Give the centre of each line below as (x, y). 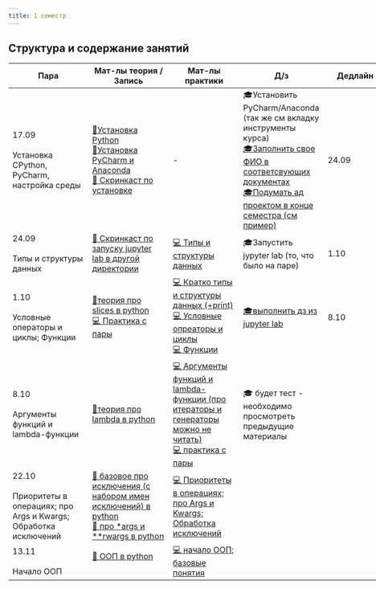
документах (267, 182)
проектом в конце (278, 206)
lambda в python (124, 419)
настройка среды (47, 185)
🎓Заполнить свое (279, 149)
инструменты (270, 128)
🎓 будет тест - (273, 393)
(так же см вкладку (281, 118)
